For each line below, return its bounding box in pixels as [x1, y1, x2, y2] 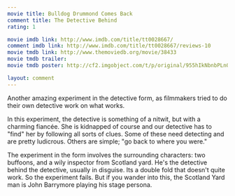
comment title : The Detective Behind [7, 17, 117, 24]
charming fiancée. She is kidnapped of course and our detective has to [7, 122, 212, 130]
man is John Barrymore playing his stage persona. [7, 180, 152, 189]
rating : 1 [7, 23, 36, 30]
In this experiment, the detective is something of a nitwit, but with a [7, 115, 201, 123]
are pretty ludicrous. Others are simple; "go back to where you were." [7, 137, 208, 146]
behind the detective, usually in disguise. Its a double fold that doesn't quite [7, 165, 225, 174]
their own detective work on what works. [7, 101, 125, 109]
